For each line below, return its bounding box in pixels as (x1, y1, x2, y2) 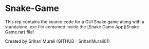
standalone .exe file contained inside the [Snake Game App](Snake (5, 24, 139, 29)
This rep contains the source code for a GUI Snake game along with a (5, 19, 145, 24)
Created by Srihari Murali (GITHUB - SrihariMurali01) (5, 38, 110, 44)
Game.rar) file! (5, 29, 34, 35)
